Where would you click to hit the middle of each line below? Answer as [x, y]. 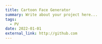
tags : [11, 19]
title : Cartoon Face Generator [38, 10]
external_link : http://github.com [41, 33]
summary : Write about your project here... [52, 15]
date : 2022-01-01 [23, 29]
